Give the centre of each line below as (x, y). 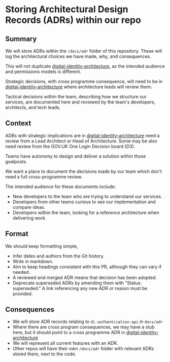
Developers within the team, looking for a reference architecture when (86, 212)
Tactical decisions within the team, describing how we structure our (76, 97)
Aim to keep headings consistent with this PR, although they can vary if (87, 267)
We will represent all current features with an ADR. (65, 343)
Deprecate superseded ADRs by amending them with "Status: (77, 283)
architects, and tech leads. (33, 107)
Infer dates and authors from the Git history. (58, 256)
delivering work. (29, 218)
